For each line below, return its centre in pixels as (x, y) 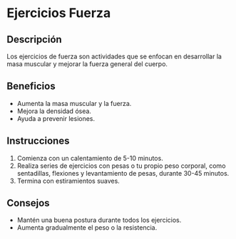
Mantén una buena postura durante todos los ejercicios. (99, 220)
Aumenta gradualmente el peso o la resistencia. (87, 228)
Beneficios (31, 86)
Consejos (29, 203)
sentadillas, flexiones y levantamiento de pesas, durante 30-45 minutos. (123, 173)
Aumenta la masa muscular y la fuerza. (74, 103)
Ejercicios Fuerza (59, 13)
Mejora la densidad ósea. (54, 111)
